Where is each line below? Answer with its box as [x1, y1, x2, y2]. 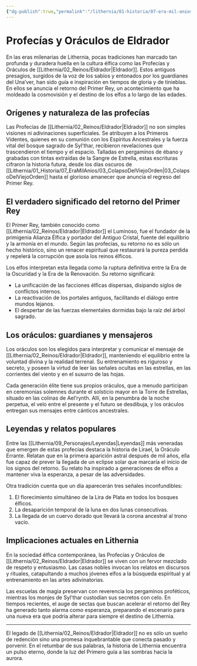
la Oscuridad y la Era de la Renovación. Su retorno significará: [6, 270, 155, 277]
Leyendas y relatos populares [6, 424, 116, 434]
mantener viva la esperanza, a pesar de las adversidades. [6, 471, 145, 478]
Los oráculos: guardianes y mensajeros [6, 330, 153, 340]
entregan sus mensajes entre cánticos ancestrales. [6, 407, 130, 414]
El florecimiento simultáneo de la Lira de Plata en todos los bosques [14, 493, 179, 500]
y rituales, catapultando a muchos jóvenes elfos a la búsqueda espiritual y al [6, 570, 191, 577]
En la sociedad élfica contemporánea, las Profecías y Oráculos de [6, 551, 165, 558]
